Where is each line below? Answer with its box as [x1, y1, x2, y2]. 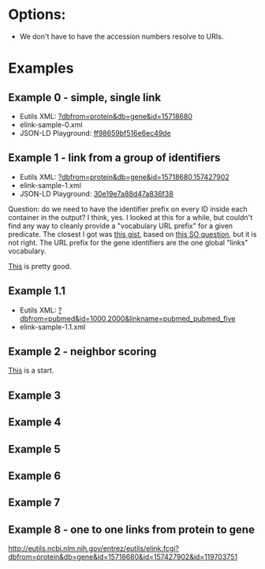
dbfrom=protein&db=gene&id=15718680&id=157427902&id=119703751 [8, 552, 238, 562]
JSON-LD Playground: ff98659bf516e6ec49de [19, 128, 171, 137]
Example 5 [8, 442, 61, 455]
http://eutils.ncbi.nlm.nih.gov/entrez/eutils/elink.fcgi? [8, 544, 180, 553]
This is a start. [8, 365, 54, 376]
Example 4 [8, 416, 62, 429]
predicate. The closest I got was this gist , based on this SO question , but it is [8, 229, 257, 238]
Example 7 [8, 496, 61, 510]
